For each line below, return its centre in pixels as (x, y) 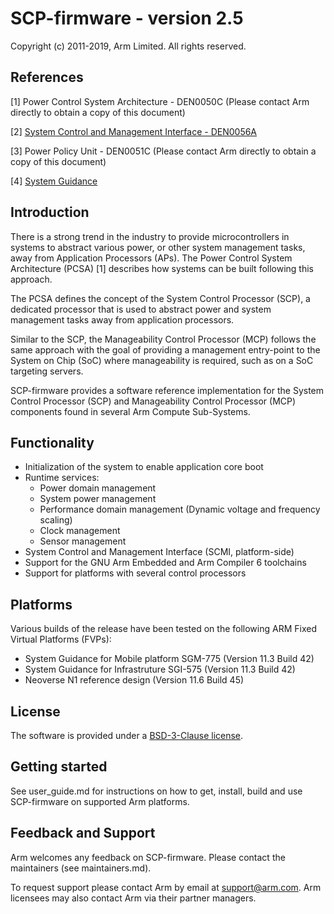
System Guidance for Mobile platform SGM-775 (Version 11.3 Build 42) (169, 659)
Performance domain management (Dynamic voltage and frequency (180, 509)
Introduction (50, 212)
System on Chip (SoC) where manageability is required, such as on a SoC (162, 360)
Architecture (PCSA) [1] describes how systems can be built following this (162, 268)
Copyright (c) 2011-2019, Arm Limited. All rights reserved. (128, 46)
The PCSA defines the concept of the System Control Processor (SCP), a (160, 298)
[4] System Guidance (54, 181)
